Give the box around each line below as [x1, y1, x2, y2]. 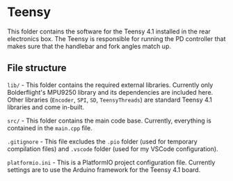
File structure [7, 62, 67, 74]
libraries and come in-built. [7, 102, 85, 111]
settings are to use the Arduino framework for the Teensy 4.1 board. [7, 165, 201, 174]
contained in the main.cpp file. [7, 123, 93, 132]
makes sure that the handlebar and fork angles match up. [7, 42, 172, 50]
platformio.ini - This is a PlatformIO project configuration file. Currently [7, 158, 216, 166]
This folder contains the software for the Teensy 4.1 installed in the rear [7, 27, 211, 36]
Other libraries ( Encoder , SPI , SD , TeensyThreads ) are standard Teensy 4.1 [7, 95, 212, 104]
